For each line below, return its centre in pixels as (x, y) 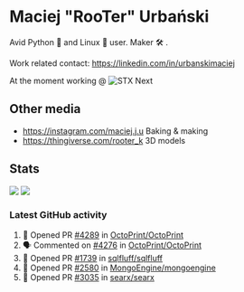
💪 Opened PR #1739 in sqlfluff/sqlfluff (93, 258)
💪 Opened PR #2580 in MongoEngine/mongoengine (119, 268)
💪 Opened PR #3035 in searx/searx (89, 277)
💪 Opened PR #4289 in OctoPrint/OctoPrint (103, 235)
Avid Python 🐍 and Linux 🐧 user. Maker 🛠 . (89, 42)
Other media (45, 109)
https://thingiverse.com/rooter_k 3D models (104, 140)
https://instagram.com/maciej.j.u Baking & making (115, 131)
